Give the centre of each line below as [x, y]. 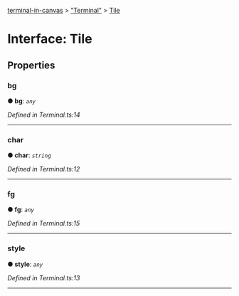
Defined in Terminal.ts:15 [44, 223]
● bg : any [22, 101]
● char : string [29, 155]
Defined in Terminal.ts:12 [44, 169]
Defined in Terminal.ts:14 [44, 115]
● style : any [25, 264]
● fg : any [21, 210]
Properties [31, 65]
